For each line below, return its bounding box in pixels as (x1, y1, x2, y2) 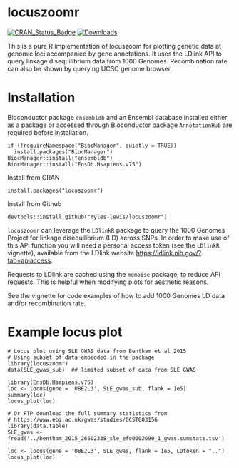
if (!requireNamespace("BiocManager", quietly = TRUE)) (7, 142, 177, 149)
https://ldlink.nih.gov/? (136, 248, 202, 257)
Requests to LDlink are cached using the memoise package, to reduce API (7, 270, 221, 278)
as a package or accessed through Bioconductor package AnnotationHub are (7, 121, 233, 129)
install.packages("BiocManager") (14, 148, 113, 156)
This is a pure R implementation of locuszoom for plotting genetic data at (7, 41, 222, 50)
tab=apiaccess (7, 256, 51, 265)
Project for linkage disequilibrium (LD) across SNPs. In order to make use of (7, 233, 230, 242)
